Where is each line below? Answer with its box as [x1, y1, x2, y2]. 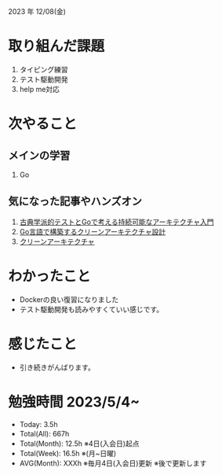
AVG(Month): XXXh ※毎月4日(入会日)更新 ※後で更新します [19, 458, 207, 468]
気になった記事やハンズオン [8, 195, 143, 208]
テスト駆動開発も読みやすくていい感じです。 [19, 304, 163, 314]
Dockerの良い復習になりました [19, 294, 119, 304]
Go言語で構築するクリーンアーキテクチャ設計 [19, 226, 166, 236]
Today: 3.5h [19, 419, 58, 429]
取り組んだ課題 [8, 38, 105, 55]
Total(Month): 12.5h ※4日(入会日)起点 [19, 439, 140, 448]
